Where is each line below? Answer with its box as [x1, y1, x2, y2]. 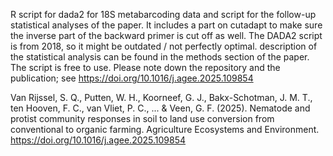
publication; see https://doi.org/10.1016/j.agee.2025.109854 [10, 72, 254, 84]
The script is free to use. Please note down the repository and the [10, 62, 281, 73]
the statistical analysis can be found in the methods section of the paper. [10, 51, 310, 63]
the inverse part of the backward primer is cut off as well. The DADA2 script [10, 30, 323, 41]
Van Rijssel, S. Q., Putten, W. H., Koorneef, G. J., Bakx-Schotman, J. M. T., [10, 92, 313, 103]
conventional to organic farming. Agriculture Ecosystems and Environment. [10, 124, 320, 135]
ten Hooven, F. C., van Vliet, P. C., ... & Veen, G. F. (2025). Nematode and [10, 102, 311, 114]
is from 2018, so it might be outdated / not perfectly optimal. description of [10, 40, 318, 52]
